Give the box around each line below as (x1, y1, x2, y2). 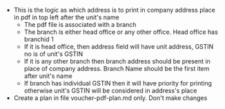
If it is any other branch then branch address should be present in (23, 57, 211, 65)
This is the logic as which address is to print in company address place (13, 6, 215, 14)
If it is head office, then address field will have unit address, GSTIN (23, 43, 214, 50)
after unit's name (23, 72, 72, 80)
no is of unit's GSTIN (23, 50, 84, 58)
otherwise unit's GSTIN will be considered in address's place (23, 86, 197, 95)
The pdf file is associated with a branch (23, 21, 137, 28)
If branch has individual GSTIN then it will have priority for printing (23, 79, 213, 87)
